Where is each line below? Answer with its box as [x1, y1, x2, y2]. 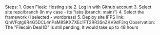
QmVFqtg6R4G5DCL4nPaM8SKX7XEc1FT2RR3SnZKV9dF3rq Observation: [5, 19, 155, 25]
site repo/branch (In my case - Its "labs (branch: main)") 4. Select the [5, 9, 144, 15]
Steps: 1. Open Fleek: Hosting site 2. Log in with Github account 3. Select [5, 4, 152, 10]
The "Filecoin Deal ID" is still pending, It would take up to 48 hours [5, 24, 139, 30]
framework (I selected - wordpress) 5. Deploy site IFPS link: [5, 14, 125, 20]
